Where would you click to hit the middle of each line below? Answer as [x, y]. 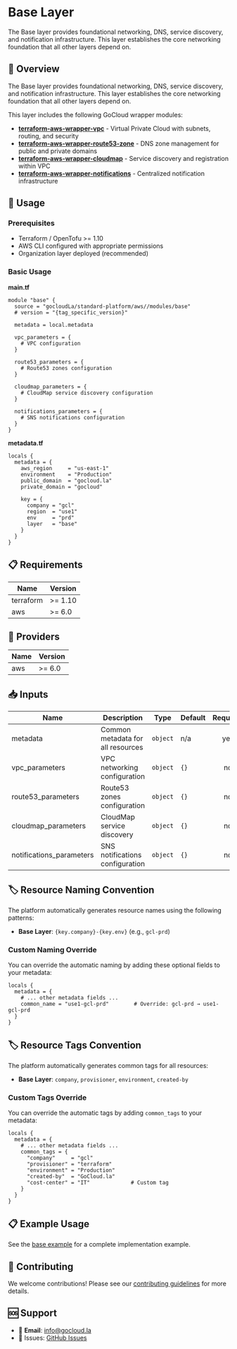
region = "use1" [52, 511]
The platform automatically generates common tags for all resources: [108, 1066]
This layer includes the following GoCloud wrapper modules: [96, 114]
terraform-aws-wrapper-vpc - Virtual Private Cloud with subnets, [114, 128]
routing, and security [49, 136]
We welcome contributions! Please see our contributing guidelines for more [117, 1284]
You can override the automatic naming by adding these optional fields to [114, 965]
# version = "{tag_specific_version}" [71, 312]
